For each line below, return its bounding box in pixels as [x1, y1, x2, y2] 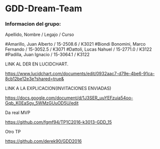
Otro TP [5, 129, 21, 135]
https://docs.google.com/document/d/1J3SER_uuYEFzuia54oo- [5, 95, 133, 101]
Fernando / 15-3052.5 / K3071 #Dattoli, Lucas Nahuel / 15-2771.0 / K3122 [5, 46, 152, 52]
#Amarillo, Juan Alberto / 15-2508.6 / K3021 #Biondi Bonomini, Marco [5, 41, 146, 47]
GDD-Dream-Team [5, 3, 82, 14]
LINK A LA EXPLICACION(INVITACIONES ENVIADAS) [5, 86, 111, 91]
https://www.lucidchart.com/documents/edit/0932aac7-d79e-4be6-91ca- [5, 71, 155, 77]
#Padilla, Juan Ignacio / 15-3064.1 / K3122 [5, 52, 90, 58]
